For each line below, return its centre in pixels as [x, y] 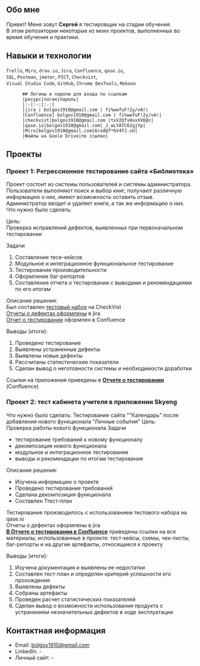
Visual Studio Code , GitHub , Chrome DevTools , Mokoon [71, 83]
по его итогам [33, 289]
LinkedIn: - [28, 652]
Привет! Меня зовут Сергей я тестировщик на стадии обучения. [89, 24]
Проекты [24, 154]
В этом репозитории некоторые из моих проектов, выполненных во [93, 31]
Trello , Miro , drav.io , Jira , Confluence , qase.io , [66, 70]
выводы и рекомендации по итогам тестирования [79, 458]
